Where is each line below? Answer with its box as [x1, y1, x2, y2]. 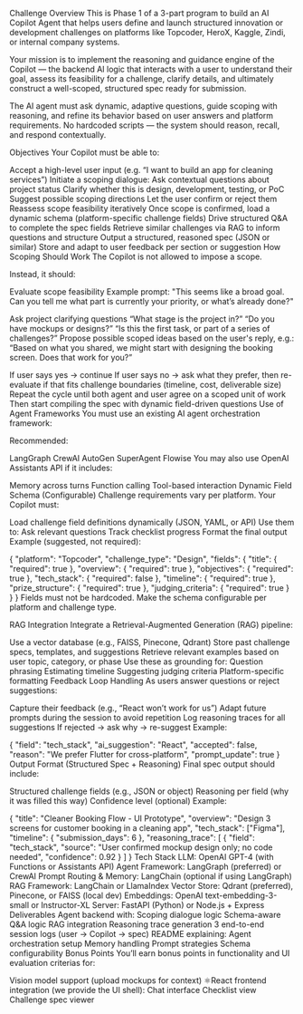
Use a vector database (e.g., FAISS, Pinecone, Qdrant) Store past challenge [9, 637, 290, 647]
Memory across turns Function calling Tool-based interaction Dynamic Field [9, 480, 292, 490]
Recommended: [9, 435, 69, 446]
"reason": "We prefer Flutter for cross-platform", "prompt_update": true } [9, 749, 280, 759]
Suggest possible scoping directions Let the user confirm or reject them [9, 194, 278, 204]
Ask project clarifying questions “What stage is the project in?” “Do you [9, 314, 276, 324]
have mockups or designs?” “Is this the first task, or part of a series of [9, 324, 270, 333]
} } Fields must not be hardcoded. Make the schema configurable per [9, 593, 267, 603]
